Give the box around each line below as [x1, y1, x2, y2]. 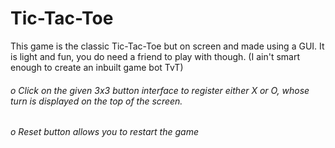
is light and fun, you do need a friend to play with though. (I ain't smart [10, 50, 300, 62]
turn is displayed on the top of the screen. [10, 95, 183, 107]
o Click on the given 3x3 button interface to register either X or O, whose [10, 84, 310, 96]
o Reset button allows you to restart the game [10, 126, 199, 138]
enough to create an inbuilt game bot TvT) [10, 61, 184, 73]
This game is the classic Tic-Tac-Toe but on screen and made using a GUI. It [10, 40, 325, 52]
